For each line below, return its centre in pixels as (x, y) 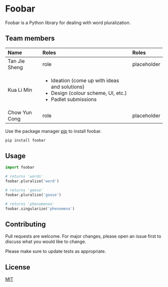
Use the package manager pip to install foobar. (53, 131)
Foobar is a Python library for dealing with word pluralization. (68, 23)
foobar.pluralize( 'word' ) (32, 181)
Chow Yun (20, 112)
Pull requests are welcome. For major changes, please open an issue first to (83, 236)
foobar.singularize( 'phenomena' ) (40, 209)
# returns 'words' (24, 177)
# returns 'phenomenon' (30, 204)
